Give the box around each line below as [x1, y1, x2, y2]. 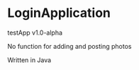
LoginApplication [7, 5, 111, 21]
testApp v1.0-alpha [7, 28, 62, 37]
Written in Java [7, 55, 52, 64]
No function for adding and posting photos [7, 42, 132, 50]
